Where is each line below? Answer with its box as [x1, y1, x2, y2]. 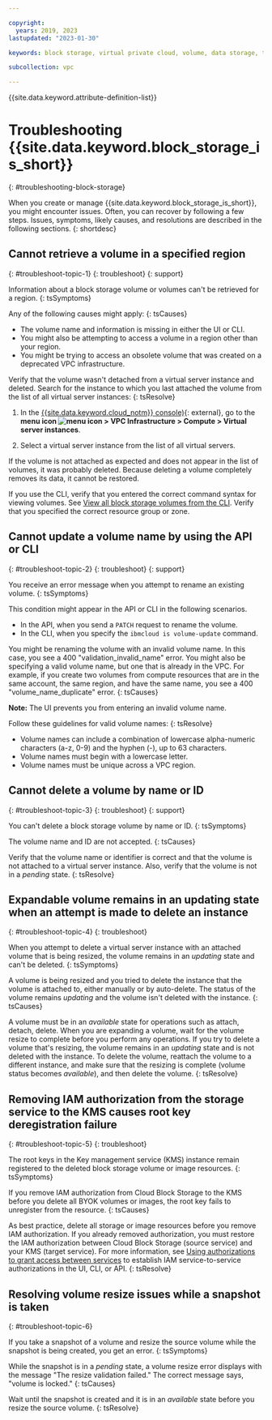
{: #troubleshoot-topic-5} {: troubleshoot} [8, 1140, 147, 1149]
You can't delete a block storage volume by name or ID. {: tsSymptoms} [8, 820, 247, 831]
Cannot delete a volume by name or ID [8, 784, 204, 798]
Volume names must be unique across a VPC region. [19, 759, 196, 770]
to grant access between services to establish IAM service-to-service [8, 1255, 241, 1265]
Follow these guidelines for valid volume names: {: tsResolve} [8, 718, 213, 728]
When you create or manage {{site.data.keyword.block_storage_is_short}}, [8, 198, 257, 207]
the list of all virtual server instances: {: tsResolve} [8, 391, 176, 401]
